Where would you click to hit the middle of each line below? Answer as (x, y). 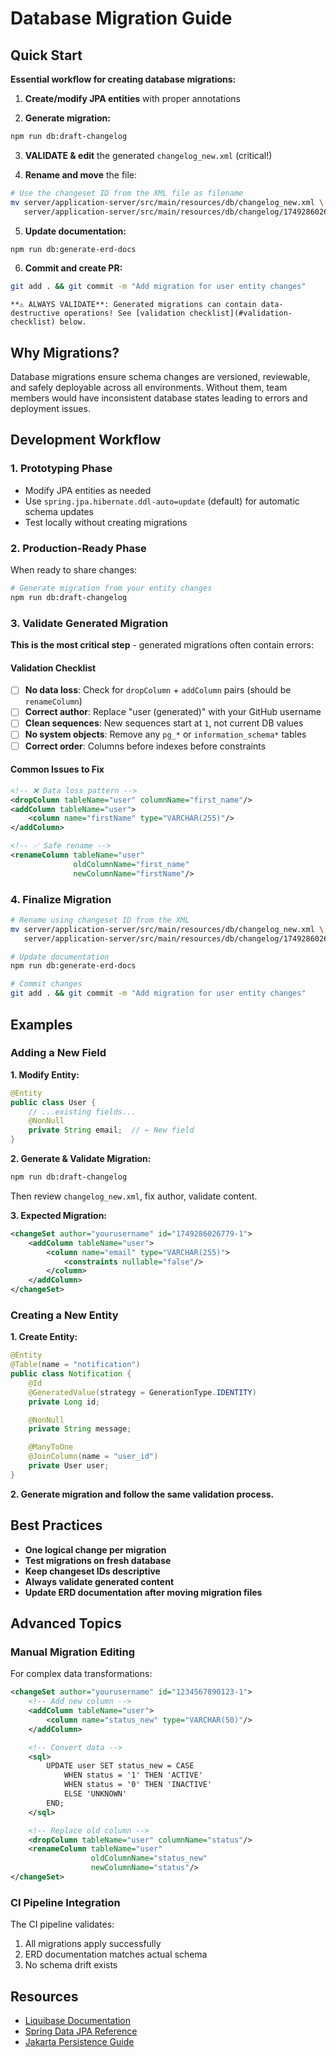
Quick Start (46, 55)
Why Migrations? (65, 352)
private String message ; (80, 1429)
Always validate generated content (99, 1581)
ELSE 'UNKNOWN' (95, 1794)
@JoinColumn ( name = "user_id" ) (93, 1457)
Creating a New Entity (64, 1315)
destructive (35, 313)
